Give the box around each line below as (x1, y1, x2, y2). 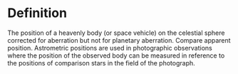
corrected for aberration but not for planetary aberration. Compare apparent (7, 36, 231, 44)
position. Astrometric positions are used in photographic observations (7, 43, 212, 52)
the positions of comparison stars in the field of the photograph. (7, 58, 196, 67)
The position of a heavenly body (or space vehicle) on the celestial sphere (7, 28, 225, 37)
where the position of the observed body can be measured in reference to (7, 51, 225, 60)
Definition (7, 5, 68, 21)
